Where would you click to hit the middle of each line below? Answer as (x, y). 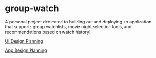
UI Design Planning (24, 41)
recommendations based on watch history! (48, 32)
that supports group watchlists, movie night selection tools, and (68, 26)
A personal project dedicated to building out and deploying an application (78, 22)
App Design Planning (26, 50)
